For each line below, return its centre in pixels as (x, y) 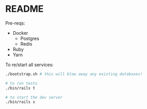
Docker (20, 33)
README (24, 9)
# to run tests (21, 83)
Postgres (30, 38)
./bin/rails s (20, 102)
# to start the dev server (34, 97)
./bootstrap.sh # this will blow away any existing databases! (74, 74)
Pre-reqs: (15, 23)
